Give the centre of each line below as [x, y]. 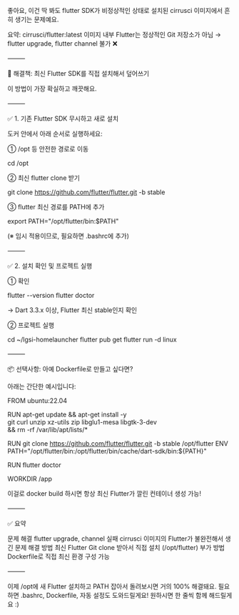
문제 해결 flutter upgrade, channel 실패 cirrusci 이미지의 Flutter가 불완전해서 [115, 539]
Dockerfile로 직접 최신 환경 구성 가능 [59, 556]
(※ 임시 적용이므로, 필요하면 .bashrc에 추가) [68, 236]
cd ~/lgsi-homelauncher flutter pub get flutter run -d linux [92, 339]
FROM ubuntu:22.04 [37, 401]
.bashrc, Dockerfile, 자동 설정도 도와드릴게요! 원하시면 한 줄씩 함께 [114, 595]
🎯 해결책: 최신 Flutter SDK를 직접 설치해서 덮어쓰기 [78, 73]
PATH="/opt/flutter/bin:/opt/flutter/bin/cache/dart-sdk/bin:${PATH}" [107, 451]
